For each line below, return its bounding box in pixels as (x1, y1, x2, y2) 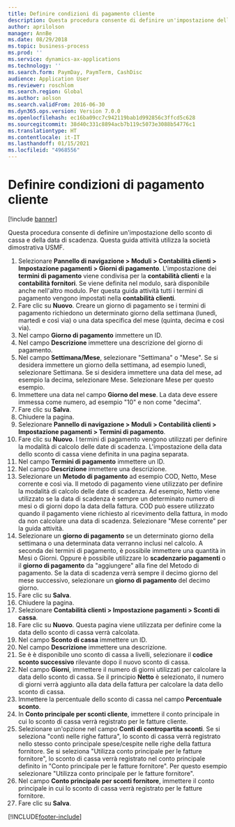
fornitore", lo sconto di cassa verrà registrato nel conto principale (17, 754, 206, 763)
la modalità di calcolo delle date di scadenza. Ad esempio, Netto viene (17, 487, 220, 495)
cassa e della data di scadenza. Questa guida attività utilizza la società (8, 236, 211, 244)
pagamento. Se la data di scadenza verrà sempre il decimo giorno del (17, 568, 218, 577)
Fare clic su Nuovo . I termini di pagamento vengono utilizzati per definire (17, 435, 227, 443)
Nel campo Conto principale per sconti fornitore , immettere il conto (17, 777, 215, 785)
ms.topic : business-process (8, 43, 90, 50)
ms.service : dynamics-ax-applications (8, 56, 121, 63)
